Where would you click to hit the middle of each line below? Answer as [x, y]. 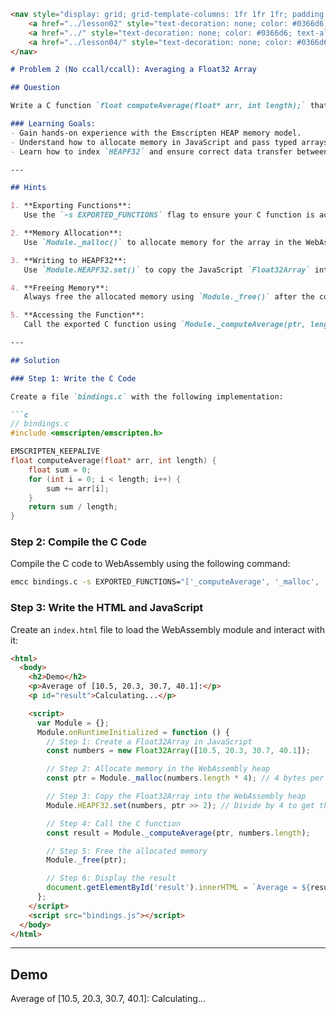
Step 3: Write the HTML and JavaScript [107, 608]
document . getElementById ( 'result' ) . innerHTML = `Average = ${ [178, 888]
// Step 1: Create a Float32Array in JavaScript [149, 741]
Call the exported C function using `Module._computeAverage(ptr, [165, 325]
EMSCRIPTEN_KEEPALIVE [55, 451]
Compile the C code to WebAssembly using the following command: [150, 564]
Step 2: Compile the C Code [78, 542]
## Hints [28, 188]
